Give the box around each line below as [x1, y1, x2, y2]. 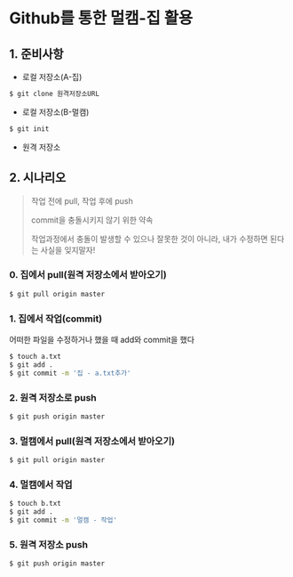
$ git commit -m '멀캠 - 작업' [9, 516, 118, 525]
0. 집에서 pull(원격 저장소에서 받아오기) [9, 269, 167, 281]
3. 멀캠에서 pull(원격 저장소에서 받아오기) [9, 435, 176, 447]
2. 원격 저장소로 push [9, 391, 98, 403]
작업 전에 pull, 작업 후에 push [30, 195, 133, 206]
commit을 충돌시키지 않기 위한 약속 [30, 215, 154, 225]
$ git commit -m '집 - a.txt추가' [9, 369, 131, 378]
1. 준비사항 [9, 46, 64, 61]
